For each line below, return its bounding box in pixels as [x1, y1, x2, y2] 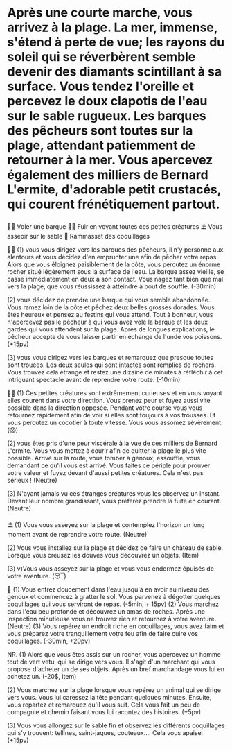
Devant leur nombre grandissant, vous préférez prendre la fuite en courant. [7, 497, 222, 505]
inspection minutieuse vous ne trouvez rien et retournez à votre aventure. [7, 614, 217, 623]
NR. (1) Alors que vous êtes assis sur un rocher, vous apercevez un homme [7, 650, 222, 658]
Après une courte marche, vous [7, 5, 193, 21]
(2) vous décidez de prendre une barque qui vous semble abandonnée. [7, 295, 211, 304]
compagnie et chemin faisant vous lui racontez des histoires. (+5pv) [7, 707, 202, 716]
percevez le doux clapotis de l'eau [7, 94, 208, 109]
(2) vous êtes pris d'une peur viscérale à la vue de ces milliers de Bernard [7, 439, 218, 447]
